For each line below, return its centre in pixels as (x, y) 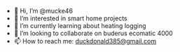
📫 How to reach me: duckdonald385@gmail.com (85, 41)
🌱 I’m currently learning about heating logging (80, 26)
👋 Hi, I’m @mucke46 (43, 11)
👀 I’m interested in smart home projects (70, 18)
